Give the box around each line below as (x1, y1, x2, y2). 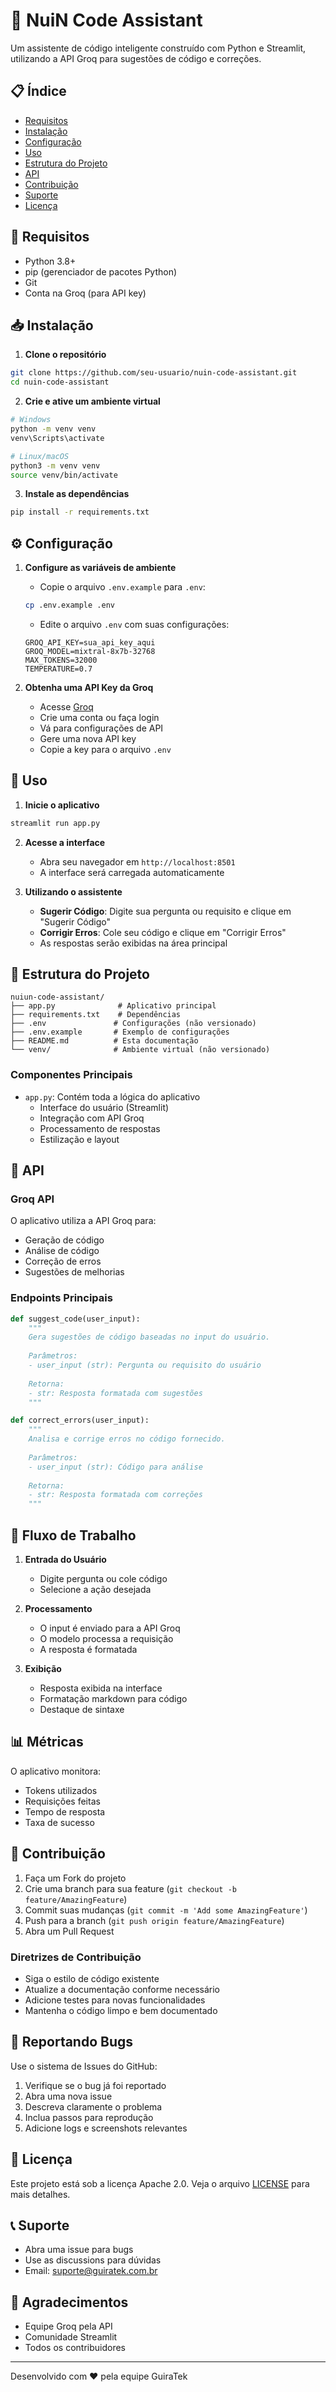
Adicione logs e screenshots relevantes (24, 2122, 188, 2134)
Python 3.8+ (24, 255, 77, 267)
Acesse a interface (24, 836, 106, 848)
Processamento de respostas (39, 1122, 161, 1134)
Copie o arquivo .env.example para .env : (39, 581, 206, 593)
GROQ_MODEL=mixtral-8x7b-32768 (24, 646, 156, 656)
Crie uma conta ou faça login (39, 711, 160, 723)
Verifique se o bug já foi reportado (24, 2079, 167, 2091)
